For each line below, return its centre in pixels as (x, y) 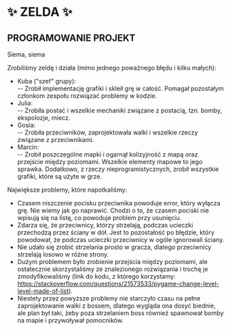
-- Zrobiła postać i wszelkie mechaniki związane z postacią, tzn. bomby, (119, 110)
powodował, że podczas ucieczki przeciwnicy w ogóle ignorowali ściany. (121, 240)
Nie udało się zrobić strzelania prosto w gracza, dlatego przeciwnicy (114, 247)
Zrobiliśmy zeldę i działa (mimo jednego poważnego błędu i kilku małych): (112, 68)
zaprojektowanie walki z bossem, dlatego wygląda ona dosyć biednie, (116, 305)
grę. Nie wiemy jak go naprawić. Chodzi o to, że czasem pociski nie (113, 210)
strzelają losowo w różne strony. (63, 254)
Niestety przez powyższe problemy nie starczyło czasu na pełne (109, 298)
